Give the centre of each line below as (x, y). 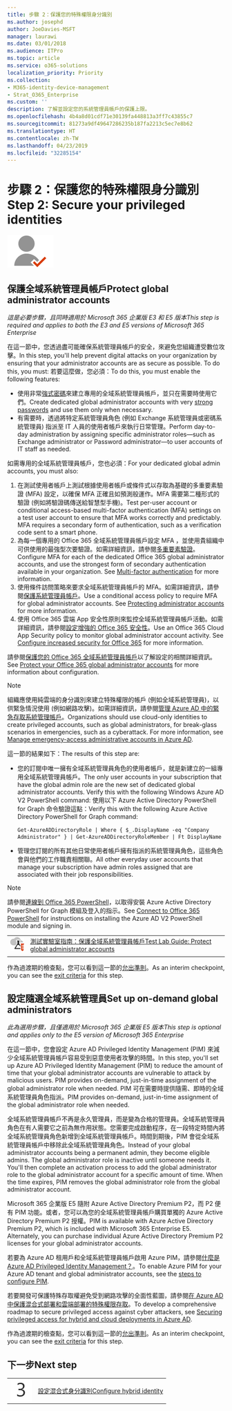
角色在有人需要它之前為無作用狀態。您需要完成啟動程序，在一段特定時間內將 (116, 1128)
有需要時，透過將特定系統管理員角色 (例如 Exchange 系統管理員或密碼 (116, 418)
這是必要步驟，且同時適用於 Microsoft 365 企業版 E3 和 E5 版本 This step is (113, 317)
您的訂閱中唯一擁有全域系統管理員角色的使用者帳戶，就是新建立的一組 (117, 768)
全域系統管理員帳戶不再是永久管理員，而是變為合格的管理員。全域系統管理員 (116, 1119)
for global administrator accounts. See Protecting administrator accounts (120, 603)
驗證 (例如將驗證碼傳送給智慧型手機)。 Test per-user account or (107, 503)
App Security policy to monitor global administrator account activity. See (120, 635)
